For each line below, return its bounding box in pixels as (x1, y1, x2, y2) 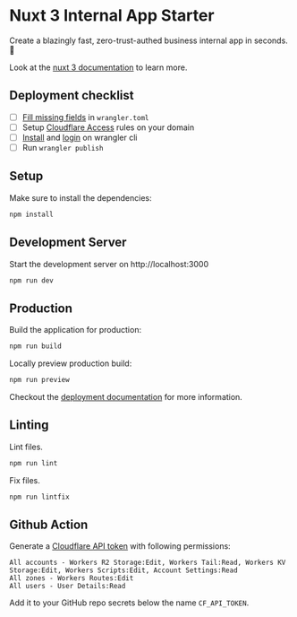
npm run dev (9, 275, 54, 285)
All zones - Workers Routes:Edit (9, 574, 134, 583)
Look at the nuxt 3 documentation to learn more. (9, 62, 188, 73)
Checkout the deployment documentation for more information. (9, 391, 243, 402)
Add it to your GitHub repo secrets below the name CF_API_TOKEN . (9, 597, 250, 608)
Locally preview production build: (9, 358, 132, 369)
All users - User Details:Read (9, 582, 126, 591)
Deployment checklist (9, 88, 134, 103)
